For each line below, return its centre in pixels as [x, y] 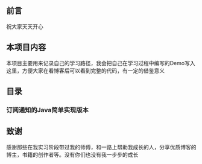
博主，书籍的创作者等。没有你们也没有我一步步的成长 [72, 154]
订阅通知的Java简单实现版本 [47, 110]
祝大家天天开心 [25, 27]
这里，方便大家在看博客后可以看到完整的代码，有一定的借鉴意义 [85, 71]
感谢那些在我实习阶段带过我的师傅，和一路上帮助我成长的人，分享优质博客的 [101, 147]
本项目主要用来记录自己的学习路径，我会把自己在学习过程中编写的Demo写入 [101, 63]
